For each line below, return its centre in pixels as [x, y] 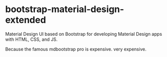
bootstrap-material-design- [65, 9]
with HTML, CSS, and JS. [32, 39]
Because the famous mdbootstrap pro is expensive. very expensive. [76, 49]
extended [26, 20]
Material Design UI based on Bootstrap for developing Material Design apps [84, 34]
